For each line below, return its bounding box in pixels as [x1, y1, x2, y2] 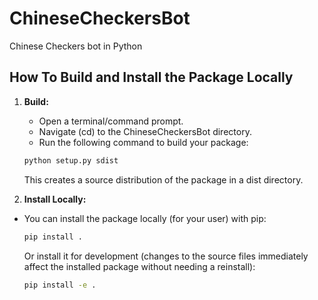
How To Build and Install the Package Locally [9, 69, 294, 86]
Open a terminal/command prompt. [38, 115, 184, 127]
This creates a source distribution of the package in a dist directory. [23, 173, 304, 186]
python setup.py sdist [23, 155, 119, 166]
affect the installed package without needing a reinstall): [23, 260, 256, 272]
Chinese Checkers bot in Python [9, 40, 143, 52]
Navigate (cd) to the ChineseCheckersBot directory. [38, 125, 252, 137]
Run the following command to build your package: [38, 136, 249, 148]
